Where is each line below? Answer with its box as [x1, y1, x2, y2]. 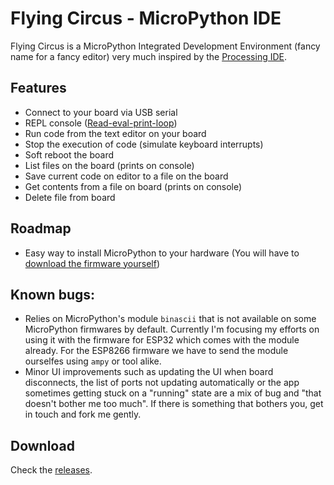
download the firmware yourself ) [24, 257, 161, 269]
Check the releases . [10, 464, 93, 476]
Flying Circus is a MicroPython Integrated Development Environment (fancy [10, 40, 321, 52]
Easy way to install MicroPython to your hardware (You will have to [24, 247, 300, 259]
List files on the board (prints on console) [24, 159, 195, 171]
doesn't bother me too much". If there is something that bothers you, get [24, 398, 324, 410]
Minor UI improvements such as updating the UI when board [24, 366, 274, 378]
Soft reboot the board [24, 148, 115, 161]
